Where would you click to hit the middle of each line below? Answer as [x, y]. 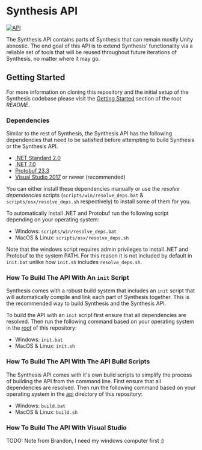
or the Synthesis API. [32, 146]
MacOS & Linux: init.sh [45, 346]
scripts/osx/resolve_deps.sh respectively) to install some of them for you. [99, 202]
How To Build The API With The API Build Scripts [78, 362]
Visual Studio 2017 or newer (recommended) [70, 177]
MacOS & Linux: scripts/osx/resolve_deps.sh [72, 238]
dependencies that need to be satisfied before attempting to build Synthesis [100, 140]
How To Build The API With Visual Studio [67, 427]
